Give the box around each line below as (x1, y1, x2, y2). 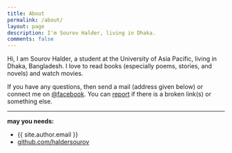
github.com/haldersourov (17, 138, 90, 146)
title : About (7, 10, 45, 17)
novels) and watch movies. (7, 70, 84, 78)
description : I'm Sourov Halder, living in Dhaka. (7, 29, 156, 37)
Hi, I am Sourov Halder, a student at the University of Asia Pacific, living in (7, 54, 217, 63)
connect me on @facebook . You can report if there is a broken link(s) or (7, 90, 212, 99)
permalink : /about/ (7, 17, 64, 23)
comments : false (7, 36, 54, 43)
